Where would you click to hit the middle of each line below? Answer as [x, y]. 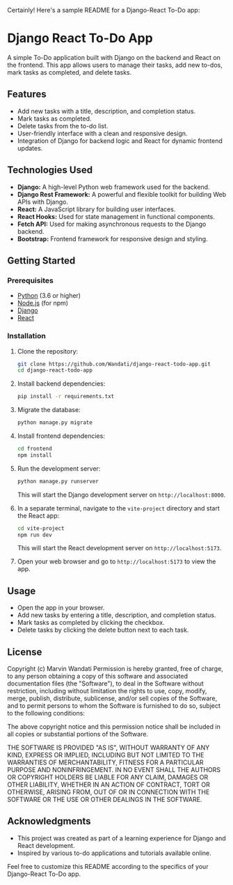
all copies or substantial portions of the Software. [78, 734]
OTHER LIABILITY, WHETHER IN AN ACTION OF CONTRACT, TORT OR [109, 785]
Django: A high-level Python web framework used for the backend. [113, 187]
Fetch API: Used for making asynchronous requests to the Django [112, 224]
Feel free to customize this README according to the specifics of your [108, 866]
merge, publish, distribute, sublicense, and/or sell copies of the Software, [112, 698]
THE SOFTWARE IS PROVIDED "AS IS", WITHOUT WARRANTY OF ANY [109, 748]
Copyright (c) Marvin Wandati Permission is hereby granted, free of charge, [115, 669]
